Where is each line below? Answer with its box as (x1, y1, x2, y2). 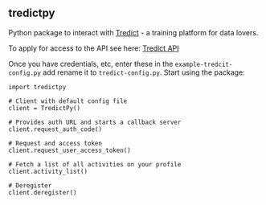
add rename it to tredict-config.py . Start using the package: (43, 68, 245, 77)
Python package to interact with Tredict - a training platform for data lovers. (8, 27, 259, 37)
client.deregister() (8, 188, 78, 196)
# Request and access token (8, 139, 103, 147)
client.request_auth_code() (8, 125, 103, 133)
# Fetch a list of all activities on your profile (8, 160, 182, 168)
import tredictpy (8, 83, 67, 91)
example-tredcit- (174, 60, 233, 68)
